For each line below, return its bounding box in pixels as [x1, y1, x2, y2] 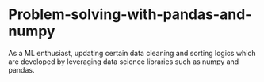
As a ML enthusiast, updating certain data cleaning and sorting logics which [8, 48, 256, 58]
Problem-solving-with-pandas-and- [8, 6, 252, 24]
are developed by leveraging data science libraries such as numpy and [8, 57, 239, 66]
